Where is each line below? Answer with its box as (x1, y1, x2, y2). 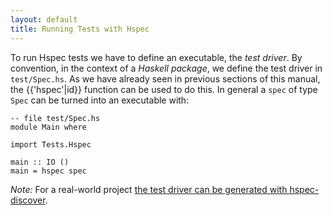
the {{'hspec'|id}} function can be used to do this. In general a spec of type (10, 83, 318, 95)
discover (10, 194, 46, 206)
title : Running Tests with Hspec (10, 24, 150, 34)
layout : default (10, 14, 78, 25)
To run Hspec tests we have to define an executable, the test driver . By (10, 51, 303, 63)
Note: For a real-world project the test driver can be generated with (10, 183, 288, 195)
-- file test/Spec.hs (10, 113, 101, 123)
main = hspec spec (10, 166, 87, 176)
